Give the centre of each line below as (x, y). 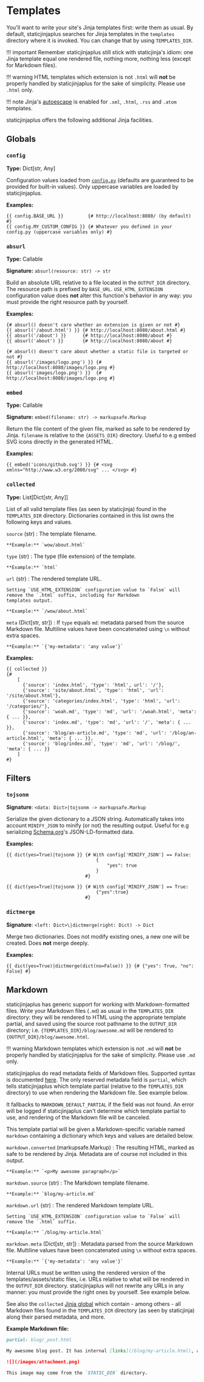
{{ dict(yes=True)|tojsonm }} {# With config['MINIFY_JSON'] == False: (99, 855)
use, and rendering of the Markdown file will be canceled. (78, 1118)
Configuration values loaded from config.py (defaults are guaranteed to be (100, 180)
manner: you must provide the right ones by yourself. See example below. (98, 1292)
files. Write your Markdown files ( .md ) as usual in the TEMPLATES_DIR (90, 1011)
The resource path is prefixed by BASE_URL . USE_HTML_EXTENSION (85, 289)
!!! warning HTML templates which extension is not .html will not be (91, 77)
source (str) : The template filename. (52, 534)
